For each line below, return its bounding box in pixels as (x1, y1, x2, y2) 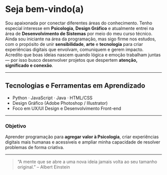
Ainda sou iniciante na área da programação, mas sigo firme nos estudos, (5, 36, 156, 42)
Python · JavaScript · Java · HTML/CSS (12, 95, 93, 101)
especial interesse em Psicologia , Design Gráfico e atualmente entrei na (5, 25, 154, 31)
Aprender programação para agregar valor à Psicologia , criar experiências (5, 134, 159, 140)
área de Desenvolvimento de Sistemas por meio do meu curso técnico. (5, 30, 153, 36)
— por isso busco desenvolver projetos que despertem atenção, (5, 57, 138, 63)
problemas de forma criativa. (5, 145, 65, 151)
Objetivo (5, 122, 26, 129)
